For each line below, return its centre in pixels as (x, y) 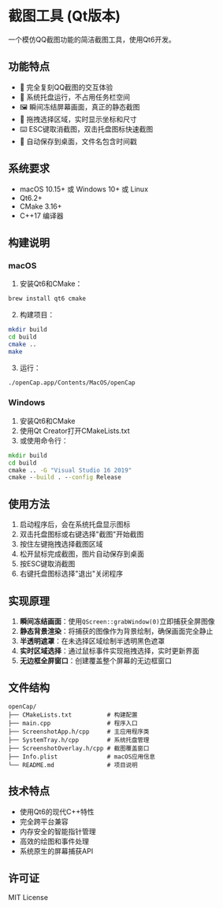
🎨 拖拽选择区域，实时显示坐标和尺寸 (78, 119)
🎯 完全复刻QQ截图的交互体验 (66, 87)
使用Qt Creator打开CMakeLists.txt (74, 431)
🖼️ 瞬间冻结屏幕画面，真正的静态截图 (80, 106)
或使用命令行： (44, 440)
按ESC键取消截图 (47, 564)
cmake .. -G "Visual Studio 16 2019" (70, 470)
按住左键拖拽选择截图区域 (61, 544)
